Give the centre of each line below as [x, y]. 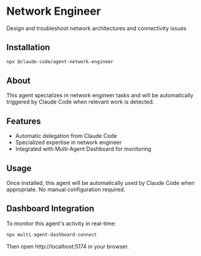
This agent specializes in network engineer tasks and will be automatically [100, 96]
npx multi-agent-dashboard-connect [52, 235]
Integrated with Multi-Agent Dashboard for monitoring [83, 149]
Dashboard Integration [50, 209]
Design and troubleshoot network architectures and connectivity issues [97, 28]
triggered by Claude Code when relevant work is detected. [80, 102]
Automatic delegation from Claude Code [66, 136]
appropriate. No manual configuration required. [66, 190]
